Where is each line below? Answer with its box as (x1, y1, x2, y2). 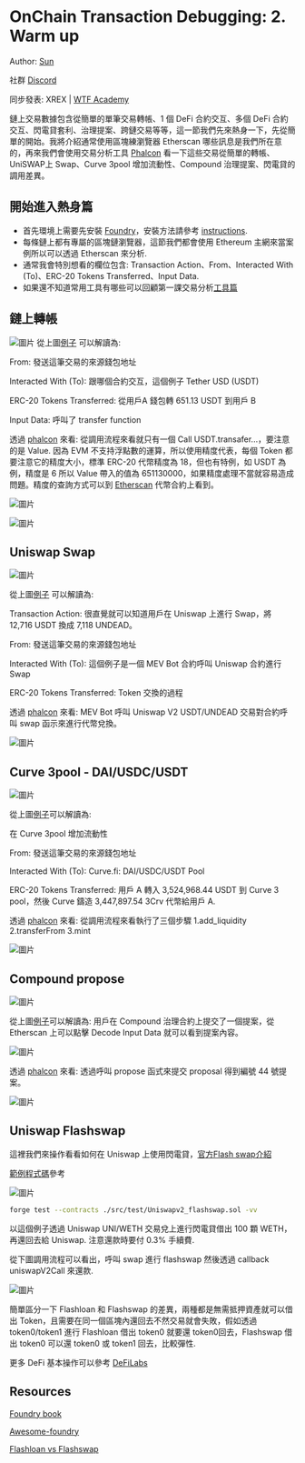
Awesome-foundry (9, 1426, 80, 1437)
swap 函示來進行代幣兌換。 (19, 718, 123, 729)
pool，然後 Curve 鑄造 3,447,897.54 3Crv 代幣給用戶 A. (9, 896, 216, 907)
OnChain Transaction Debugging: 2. (9, 6, 286, 27)
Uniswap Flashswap (9, 1123, 126, 1138)
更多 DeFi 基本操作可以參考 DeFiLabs (9, 1357, 148, 1368)
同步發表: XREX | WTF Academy (9, 94, 130, 105)
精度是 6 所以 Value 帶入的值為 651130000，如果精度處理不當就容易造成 (25, 467, 295, 478)
